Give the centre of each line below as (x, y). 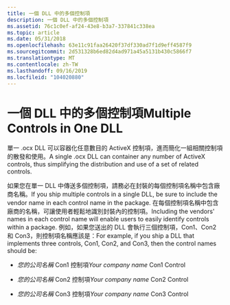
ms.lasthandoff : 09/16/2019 (47, 71)
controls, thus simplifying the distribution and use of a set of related (103, 164)
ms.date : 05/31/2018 (37, 39)
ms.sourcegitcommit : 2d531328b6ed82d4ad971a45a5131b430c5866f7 (100, 52)
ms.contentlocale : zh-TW (43, 64)
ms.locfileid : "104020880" (46, 77)
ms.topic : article (33, 33)
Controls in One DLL (65, 128)
